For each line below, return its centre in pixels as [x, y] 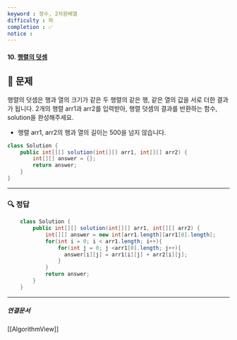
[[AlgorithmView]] [33, 329]
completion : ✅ [30, 27]
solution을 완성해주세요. [41, 117]
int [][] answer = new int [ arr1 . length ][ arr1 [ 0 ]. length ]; [130, 235]
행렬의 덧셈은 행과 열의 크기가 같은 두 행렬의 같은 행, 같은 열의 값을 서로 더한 [111, 99]
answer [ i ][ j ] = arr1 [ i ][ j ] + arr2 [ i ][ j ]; [126, 255]
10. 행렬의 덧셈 [28, 56]
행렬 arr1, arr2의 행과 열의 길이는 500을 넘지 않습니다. [92, 132]
